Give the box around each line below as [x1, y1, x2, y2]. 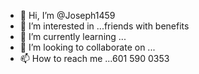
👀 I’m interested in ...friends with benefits [19, 20, 190, 32]
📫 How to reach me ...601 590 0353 [19, 53, 170, 64]
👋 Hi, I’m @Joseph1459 [19, 10, 116, 21]
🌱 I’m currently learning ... [19, 31, 127, 42]
